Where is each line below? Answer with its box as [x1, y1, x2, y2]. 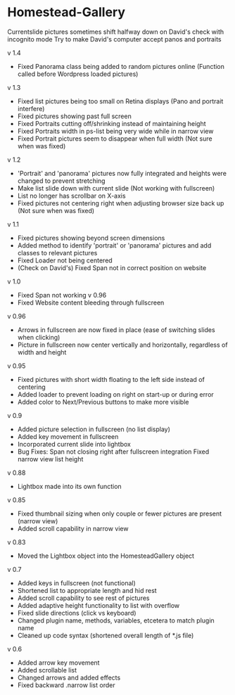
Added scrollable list [17, 665, 77, 674]
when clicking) [17, 333, 61, 341]
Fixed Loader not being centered [17, 256, 113, 264]
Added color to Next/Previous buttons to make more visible [17, 397, 189, 406]
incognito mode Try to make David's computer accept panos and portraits [7, 34, 222, 43]
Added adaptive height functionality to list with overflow [17, 601, 180, 609]
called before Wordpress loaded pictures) [17, 70, 139, 78]
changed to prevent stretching [17, 177, 106, 185]
